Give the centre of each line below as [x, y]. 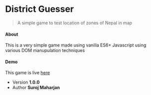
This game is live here [28, 73]
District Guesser [39, 9]
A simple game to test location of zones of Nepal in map [75, 23]
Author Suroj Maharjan [36, 88]
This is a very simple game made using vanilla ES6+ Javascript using [76, 45]
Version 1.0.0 [26, 82]
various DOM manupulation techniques [45, 50]
